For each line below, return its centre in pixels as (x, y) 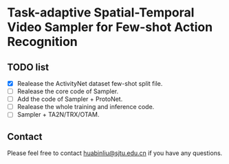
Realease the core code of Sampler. (68, 91)
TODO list (28, 67)
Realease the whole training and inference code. (86, 107)
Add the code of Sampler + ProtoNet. (70, 99)
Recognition (42, 42)
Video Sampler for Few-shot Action (110, 27)
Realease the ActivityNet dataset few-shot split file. (90, 83)
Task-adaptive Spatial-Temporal (101, 13)
